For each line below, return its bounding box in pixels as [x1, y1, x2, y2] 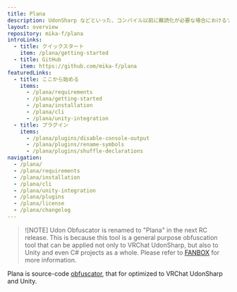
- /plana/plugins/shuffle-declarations [25, 148, 143, 155]
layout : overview [7, 23, 59, 30]
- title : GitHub [13, 56, 61, 63]
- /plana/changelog [13, 207, 71, 214]
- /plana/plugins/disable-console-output [25, 134, 150, 141]
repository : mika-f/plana [7, 30, 83, 37]
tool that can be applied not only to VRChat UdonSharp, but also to [24, 241, 219, 249]
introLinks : [7, 37, 42, 44]
